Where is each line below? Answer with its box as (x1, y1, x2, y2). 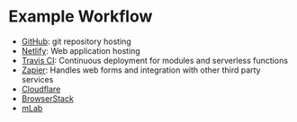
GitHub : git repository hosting (21, 36, 131, 47)
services (21, 74, 54, 84)
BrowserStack (21, 92, 74, 104)
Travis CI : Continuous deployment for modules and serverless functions (21, 55, 289, 65)
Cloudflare (21, 83, 61, 94)
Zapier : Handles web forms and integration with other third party (21, 65, 261, 75)
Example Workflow (8, 6, 153, 27)
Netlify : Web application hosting (21, 45, 140, 56)
